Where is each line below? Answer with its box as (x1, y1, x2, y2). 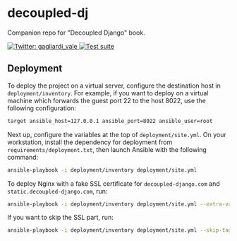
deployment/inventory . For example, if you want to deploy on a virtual (7, 88, 209, 97)
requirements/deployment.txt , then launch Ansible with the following (7, 145, 207, 153)
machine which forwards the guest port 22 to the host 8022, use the (7, 96, 206, 105)
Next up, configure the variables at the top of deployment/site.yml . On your (7, 130, 227, 139)
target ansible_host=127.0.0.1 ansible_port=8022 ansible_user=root (7, 117, 213, 124)
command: (7, 153, 39, 161)
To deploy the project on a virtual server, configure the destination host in (7, 81, 221, 90)
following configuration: (7, 104, 76, 112)
